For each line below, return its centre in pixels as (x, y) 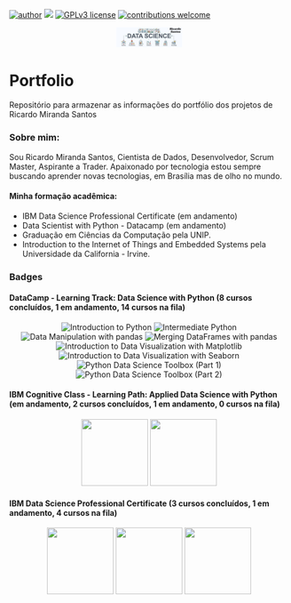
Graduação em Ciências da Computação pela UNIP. (116, 235)
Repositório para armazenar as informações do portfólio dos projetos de (141, 105)
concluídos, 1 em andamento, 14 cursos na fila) (98, 308)
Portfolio (42, 80)
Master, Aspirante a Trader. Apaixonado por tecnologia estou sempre (135, 166)
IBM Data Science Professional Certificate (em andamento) (130, 216)
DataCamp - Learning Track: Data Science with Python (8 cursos (131, 298)
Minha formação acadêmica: (63, 197)
